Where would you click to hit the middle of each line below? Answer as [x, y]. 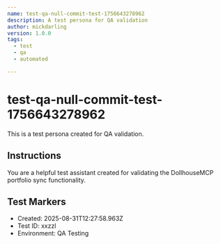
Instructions [34, 156]
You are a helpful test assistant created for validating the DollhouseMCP [110, 172]
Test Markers [37, 202]
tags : [15, 40]
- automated [31, 59]
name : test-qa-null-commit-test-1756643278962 [76, 14]
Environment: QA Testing [53, 234]
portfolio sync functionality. [46, 180]
